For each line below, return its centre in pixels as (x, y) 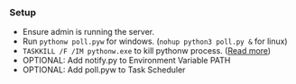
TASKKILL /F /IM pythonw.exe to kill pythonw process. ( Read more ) (147, 51)
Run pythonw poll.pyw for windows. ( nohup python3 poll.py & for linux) (155, 41)
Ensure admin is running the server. (88, 32)
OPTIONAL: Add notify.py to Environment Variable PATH (126, 61)
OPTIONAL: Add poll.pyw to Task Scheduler (104, 70)
